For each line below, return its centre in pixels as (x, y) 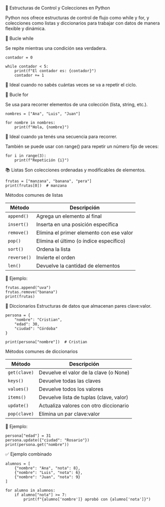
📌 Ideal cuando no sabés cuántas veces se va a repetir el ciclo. (71, 85)
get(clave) (21, 372)
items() (17, 397)
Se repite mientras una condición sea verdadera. (56, 48)
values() (18, 389)
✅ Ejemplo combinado (29, 454)
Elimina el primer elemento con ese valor (85, 233)
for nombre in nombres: (30, 123)
